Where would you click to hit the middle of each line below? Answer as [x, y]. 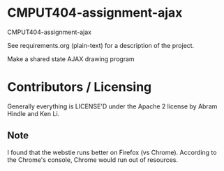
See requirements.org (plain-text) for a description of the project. [101, 45]
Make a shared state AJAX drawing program [71, 59]
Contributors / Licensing [80, 87]
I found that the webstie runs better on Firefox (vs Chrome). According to [112, 152]
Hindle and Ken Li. [33, 113]
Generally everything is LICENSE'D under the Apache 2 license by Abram [112, 106]
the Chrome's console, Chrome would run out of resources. [93, 160]
